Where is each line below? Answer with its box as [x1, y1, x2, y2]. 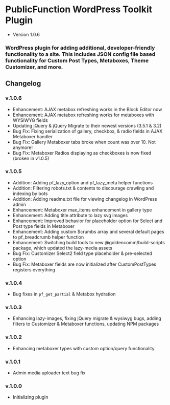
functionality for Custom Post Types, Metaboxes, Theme [5, 57, 149, 64]
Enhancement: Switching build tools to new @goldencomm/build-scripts [12, 239, 165, 245]
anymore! [12, 144, 33, 151]
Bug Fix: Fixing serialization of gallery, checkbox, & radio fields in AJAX [12, 128, 163, 134]
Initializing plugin [12, 394, 48, 400]
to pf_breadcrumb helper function [12, 234, 84, 240]
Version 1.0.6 [12, 31, 40, 37]
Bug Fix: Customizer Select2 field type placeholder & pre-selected [12, 250, 152, 257]
